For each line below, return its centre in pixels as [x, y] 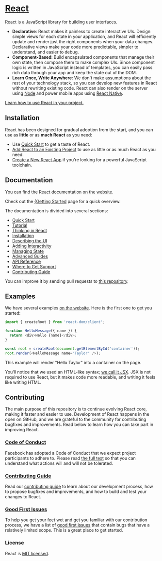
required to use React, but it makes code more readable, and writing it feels [80, 377]
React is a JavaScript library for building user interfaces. [61, 22]
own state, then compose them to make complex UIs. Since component [83, 62]
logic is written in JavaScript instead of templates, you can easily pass [82, 67]
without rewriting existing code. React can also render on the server [80, 88]
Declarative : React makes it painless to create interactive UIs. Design [81, 31]
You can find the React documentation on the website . [59, 192]
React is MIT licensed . [27, 553]
